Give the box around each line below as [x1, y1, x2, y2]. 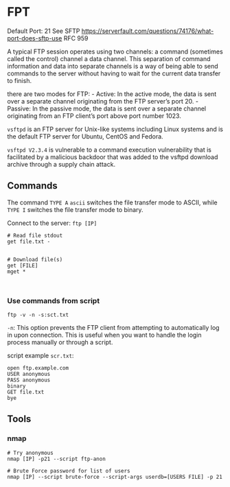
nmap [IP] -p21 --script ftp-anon [7, 455, 106, 462]
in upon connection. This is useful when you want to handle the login [7, 331, 202, 340]
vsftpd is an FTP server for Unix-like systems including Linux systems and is [7, 125, 223, 133]
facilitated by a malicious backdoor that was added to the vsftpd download [7, 152, 218, 161]
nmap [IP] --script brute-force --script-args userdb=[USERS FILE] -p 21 [7, 473, 223, 480]
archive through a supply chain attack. [7, 160, 115, 168]
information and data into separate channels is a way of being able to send [7, 62, 218, 70]
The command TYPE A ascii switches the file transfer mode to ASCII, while [7, 198, 218, 206]
